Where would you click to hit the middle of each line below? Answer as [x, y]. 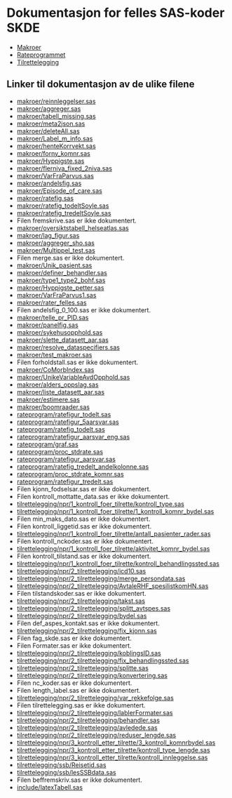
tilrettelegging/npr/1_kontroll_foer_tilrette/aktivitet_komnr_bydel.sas [113, 548]
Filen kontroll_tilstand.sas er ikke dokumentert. [84, 556]
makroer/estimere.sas [48, 399]
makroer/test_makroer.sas [54, 354]
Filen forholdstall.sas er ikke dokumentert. [77, 362]
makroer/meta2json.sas [51, 124]
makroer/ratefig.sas [45, 198]
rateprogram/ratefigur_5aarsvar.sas [68, 422]
